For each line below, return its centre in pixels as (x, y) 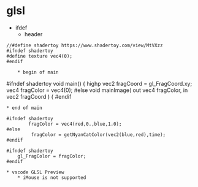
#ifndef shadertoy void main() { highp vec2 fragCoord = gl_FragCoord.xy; (99, 83)
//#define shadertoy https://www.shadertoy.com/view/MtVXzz (85, 45)
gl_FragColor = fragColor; (52, 156)
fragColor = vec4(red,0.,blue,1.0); (75, 124)
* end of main (25, 108)
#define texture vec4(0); (39, 56)
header (33, 34)
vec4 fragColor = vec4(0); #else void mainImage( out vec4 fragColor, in (97, 90)
